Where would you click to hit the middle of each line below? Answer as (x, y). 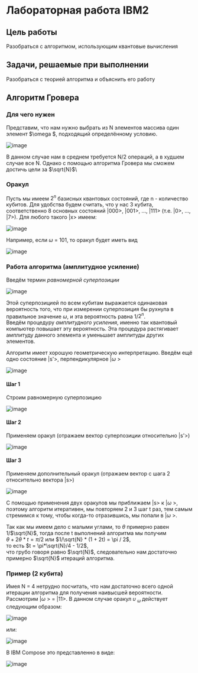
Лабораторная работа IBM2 (77, 10)
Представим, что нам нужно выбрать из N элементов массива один (92, 127)
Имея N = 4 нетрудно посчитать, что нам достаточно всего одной (90, 587)
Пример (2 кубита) (35, 573)
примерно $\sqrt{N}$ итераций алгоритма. (61, 558)
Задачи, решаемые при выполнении (77, 65)
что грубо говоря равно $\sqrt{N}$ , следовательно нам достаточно (92, 552)
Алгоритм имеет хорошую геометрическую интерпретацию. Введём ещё (99, 353)
